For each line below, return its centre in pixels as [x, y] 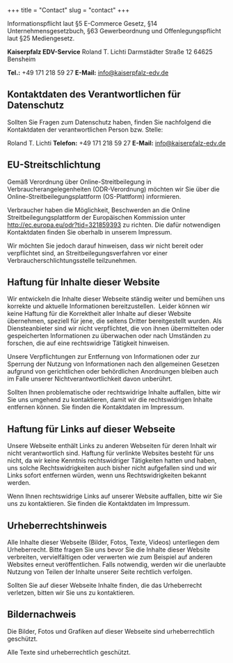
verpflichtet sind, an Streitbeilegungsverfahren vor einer [88, 253]
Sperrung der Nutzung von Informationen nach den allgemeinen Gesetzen [113, 364]
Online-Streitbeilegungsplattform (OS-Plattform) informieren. [94, 196]
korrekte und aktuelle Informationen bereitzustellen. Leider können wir [109, 306]
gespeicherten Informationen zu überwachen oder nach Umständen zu [109, 336]
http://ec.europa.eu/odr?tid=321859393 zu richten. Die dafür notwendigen [114, 225]
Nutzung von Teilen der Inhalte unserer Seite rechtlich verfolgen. [100, 572]
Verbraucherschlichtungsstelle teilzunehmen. [72, 260]
